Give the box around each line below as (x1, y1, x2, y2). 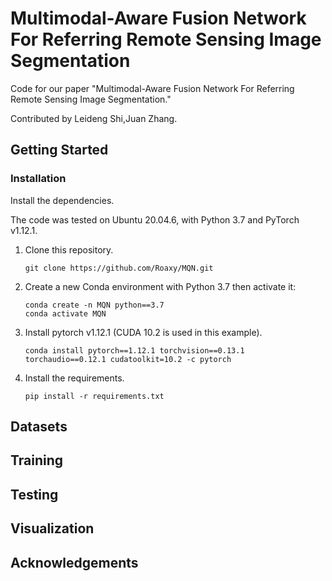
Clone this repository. (24, 243, 114, 256)
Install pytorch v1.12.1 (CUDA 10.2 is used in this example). (24, 326, 263, 338)
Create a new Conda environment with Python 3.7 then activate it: (24, 280, 297, 292)
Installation (10, 172, 67, 186)
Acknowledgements (10, 554, 139, 571)
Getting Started (10, 142, 109, 159)
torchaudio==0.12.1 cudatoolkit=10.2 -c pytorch (24, 354, 232, 364)
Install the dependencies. (10, 194, 115, 206)
